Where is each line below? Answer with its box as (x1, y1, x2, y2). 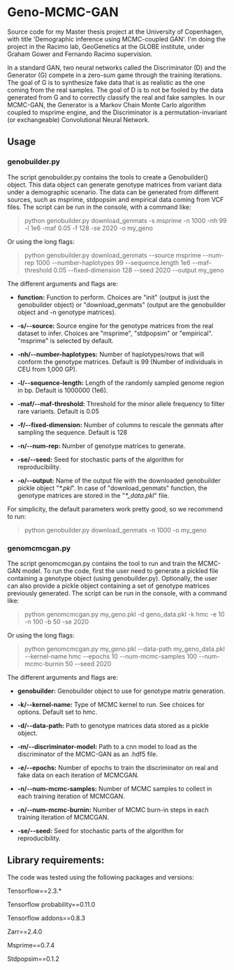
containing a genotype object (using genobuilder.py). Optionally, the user (7, 574, 218, 582)
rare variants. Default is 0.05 (17, 407, 99, 415)
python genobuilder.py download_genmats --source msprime (24, 250, 201, 260)
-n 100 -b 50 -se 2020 (24, 617, 89, 626)
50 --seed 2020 (65, 659, 112, 668)
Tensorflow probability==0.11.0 (7, 900, 96, 908)
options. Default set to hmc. (17, 708, 98, 716)
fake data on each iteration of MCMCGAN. (17, 771, 140, 779)
